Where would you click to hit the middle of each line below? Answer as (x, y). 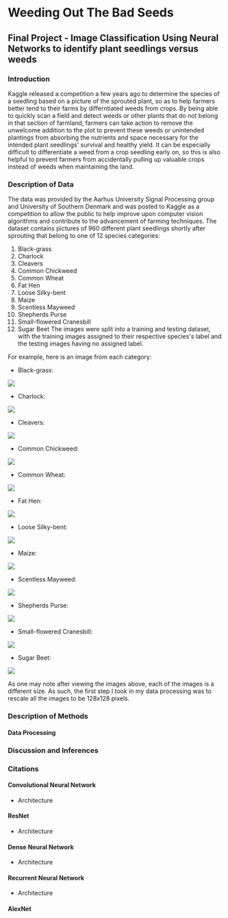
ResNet (18, 816)
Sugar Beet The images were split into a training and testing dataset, (114, 329)
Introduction (29, 79)
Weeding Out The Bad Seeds (91, 13)
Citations (23, 769)
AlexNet (20, 908)
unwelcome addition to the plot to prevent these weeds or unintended (106, 130)
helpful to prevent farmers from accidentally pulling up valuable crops (106, 159)
